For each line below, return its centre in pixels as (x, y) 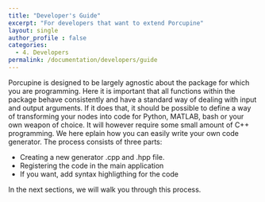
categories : (28, 45)
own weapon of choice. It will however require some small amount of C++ (129, 125)
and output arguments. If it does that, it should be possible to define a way (130, 107)
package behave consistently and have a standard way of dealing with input (132, 99)
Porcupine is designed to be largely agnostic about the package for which (129, 82)
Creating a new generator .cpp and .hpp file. (92, 157)
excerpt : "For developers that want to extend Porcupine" (106, 23)
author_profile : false (48, 38)
